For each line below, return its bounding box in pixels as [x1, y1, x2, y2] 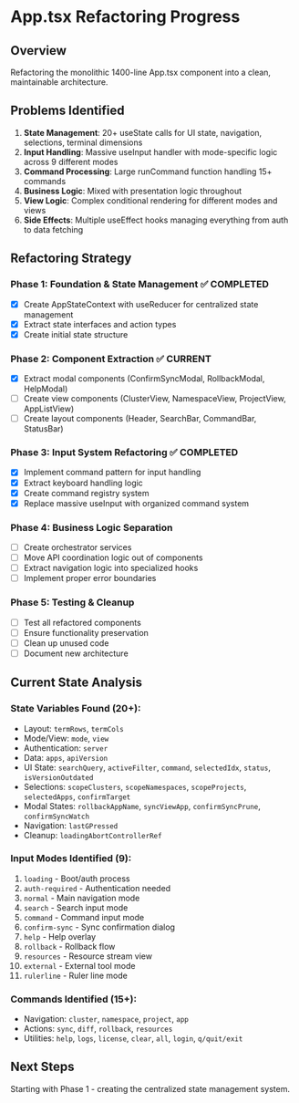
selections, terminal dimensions [23, 137, 143, 148]
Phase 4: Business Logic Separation [10, 521, 173, 534]
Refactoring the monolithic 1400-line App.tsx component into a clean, [10, 67, 272, 78]
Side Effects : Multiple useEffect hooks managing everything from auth [23, 214, 289, 225]
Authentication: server [23, 742, 108, 754]
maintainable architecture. [10, 77, 108, 88]
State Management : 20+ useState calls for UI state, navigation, [23, 127, 263, 138]
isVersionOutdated [23, 773, 94, 782]
